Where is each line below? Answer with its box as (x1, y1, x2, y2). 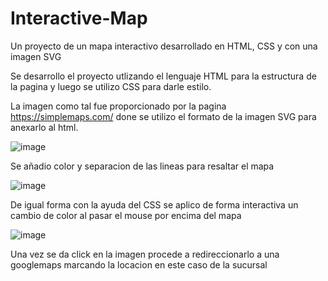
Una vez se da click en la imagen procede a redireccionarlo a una (10, 248, 280, 260)
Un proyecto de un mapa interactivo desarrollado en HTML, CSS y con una (10, 40, 318, 52)
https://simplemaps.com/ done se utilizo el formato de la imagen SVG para (10, 110, 317, 122)
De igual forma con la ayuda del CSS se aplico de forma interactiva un (10, 198, 299, 211)
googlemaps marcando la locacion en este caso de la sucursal (10, 258, 268, 271)
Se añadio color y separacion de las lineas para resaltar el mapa (10, 160, 275, 172)
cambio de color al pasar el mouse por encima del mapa (10, 209, 242, 221)
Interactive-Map (10, 7, 148, 30)
